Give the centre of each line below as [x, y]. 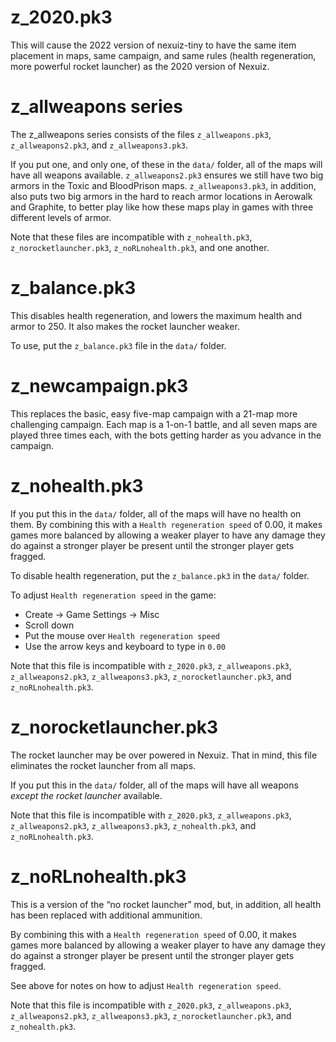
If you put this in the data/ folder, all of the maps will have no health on [156, 513]
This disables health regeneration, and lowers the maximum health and [156, 315]
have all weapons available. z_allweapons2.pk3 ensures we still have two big [167, 175]
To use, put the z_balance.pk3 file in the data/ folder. [118, 345]
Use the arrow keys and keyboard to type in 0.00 [125, 646]
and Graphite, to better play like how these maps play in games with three [162, 207]
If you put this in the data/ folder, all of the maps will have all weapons [154, 785]
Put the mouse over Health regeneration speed [122, 635]
